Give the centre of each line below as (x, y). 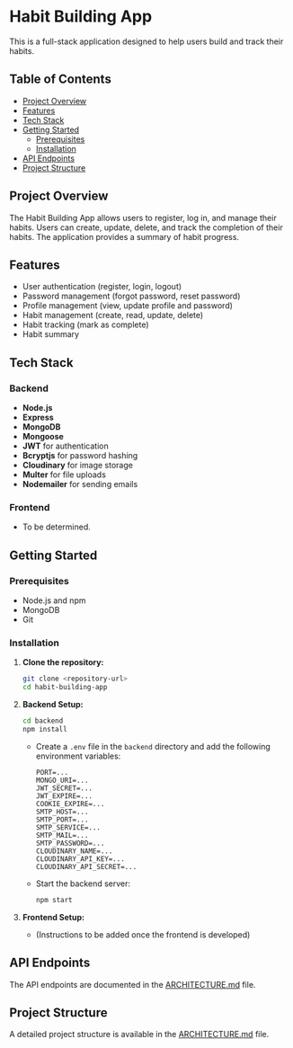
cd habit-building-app (65, 688)
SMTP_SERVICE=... (68, 827)
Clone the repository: (63, 662)
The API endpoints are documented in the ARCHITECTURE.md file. (133, 984)
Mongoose (43, 437)
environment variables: (78, 756)
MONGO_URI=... (62, 780)
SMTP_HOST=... (62, 812)
